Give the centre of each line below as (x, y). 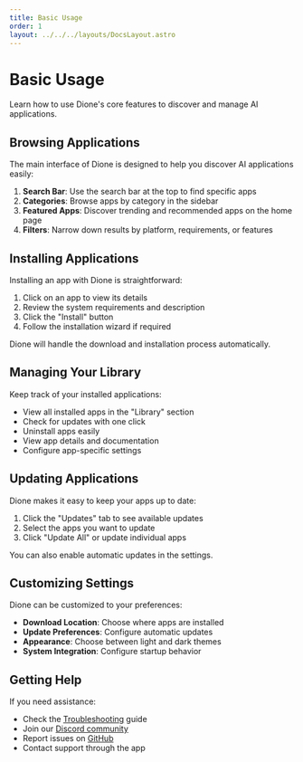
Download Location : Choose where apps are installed (123, 623)
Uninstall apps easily (61, 431)
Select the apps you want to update (89, 528)
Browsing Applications (75, 143)
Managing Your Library (76, 372)
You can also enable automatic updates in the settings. (111, 555)
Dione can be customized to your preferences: (96, 605)
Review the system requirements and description (114, 307)
